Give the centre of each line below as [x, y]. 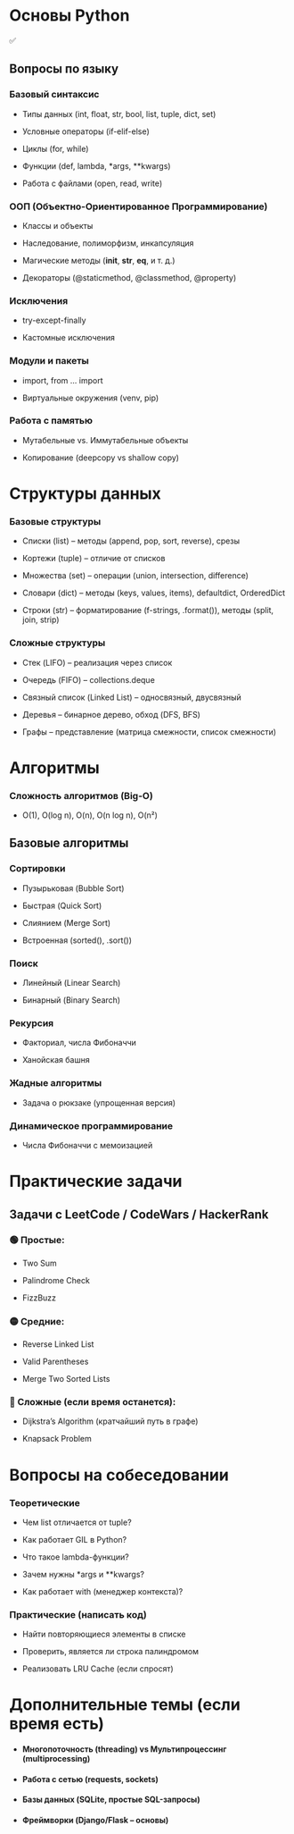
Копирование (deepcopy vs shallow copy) [101, 458]
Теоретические [45, 1502]
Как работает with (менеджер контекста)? [102, 1591]
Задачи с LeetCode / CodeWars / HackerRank [139, 1214]
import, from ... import [63, 380]
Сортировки [37, 869]
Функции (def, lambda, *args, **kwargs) [96, 165]
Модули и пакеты [49, 361]
